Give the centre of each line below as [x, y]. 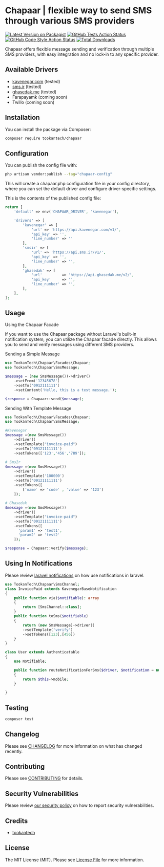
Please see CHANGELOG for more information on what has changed [74, 746]
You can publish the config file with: [41, 165]
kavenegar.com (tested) [36, 81]
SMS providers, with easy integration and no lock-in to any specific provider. [82, 54]
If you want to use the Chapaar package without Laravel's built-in [71, 334]
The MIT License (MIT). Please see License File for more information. [74, 860]
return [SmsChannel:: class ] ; [52, 607]
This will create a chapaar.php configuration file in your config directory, [78, 184]
